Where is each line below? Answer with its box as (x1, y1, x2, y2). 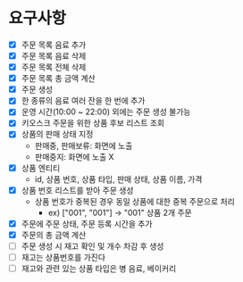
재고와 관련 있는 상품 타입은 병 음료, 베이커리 (21, 262, 177, 273)
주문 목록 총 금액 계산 (21, 73, 96, 84)
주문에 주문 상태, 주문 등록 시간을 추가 (21, 218, 153, 228)
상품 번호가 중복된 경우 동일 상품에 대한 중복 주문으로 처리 (34, 195, 236, 206)
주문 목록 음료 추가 (21, 39, 87, 50)
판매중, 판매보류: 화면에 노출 (34, 140, 133, 151)
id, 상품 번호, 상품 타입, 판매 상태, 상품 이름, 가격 (34, 173, 203, 184)
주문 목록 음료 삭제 (21, 51, 87, 61)
